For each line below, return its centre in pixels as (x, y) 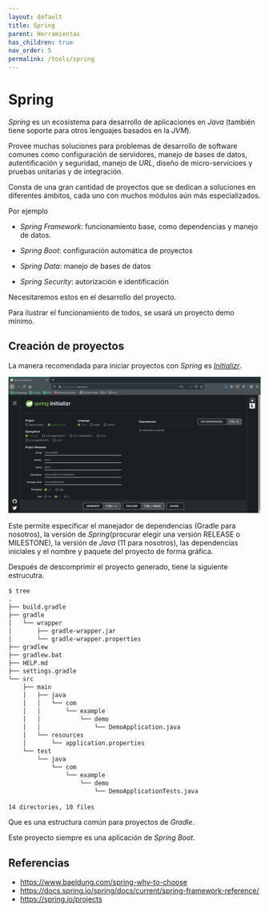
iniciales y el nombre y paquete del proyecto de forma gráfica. (111, 552)
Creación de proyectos (66, 346)
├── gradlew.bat (35, 655)
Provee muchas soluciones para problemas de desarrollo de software (123, 146)
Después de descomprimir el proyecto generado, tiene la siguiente (118, 567)
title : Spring (32, 25)
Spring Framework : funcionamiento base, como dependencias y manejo (139, 226)
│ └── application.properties (84, 743)
